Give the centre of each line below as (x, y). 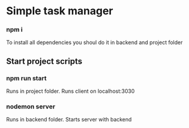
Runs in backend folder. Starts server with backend (69, 120)
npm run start (26, 78)
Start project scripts (44, 61)
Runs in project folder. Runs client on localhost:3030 (71, 91)
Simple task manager (60, 11)
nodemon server (31, 107)
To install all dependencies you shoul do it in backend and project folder (94, 42)
